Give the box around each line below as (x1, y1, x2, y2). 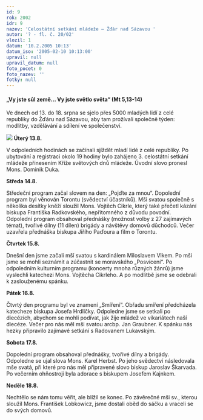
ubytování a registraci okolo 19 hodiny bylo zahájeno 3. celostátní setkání (6, 153, 189, 160)
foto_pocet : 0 (6, 65, 42, 72)
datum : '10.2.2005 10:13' (6, 43, 72, 49)
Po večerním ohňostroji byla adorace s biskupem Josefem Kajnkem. (6, 370, 176, 377)
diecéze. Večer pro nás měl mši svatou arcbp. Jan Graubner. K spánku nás (6, 321, 193, 328)
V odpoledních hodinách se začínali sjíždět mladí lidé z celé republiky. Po (6, 147, 189, 154)
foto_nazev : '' (6, 71, 45, 77)
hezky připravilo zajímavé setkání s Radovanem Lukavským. (6, 327, 156, 335)
